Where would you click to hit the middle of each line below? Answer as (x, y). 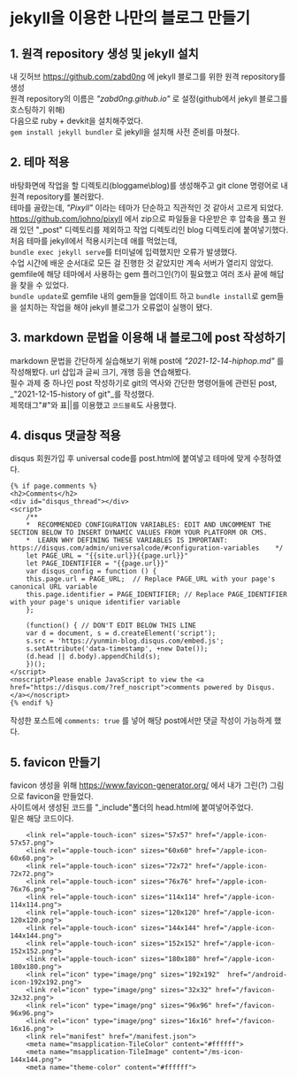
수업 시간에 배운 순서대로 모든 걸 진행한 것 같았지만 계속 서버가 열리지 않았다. (142, 263)
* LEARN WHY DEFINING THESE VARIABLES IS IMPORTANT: (127, 541)
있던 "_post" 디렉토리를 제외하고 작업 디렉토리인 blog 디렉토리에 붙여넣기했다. (154, 229)
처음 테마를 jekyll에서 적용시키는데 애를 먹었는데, (94, 241)
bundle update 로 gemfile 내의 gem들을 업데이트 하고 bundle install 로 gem (144, 296)
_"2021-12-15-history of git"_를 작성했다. (82, 394)
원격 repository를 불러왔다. (57, 197)
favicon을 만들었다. (60, 797)
